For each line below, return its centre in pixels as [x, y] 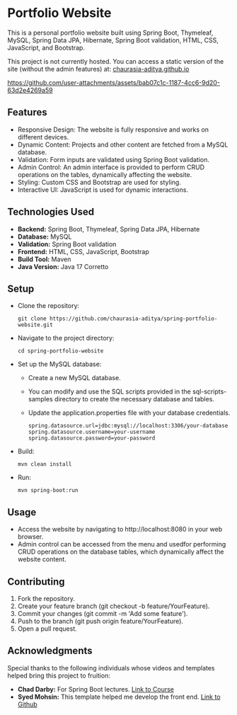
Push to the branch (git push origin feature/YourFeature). [100, 621]
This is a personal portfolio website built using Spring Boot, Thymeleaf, [110, 33]
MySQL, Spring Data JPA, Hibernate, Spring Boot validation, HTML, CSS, [113, 40]
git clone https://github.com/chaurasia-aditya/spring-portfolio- [117, 319]
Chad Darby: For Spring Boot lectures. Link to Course [96, 689]
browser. [30, 537]
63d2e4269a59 [30, 90]
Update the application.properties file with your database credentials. [129, 413]
